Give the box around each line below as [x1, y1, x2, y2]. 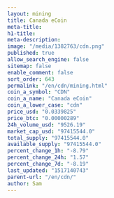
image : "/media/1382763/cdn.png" [7, 43, 105, 50]
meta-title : [7, 23, 42, 30]
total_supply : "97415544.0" [7, 134, 90, 141]
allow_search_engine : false [7, 56, 90, 63]
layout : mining [7, 10, 52, 18]
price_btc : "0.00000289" [7, 114, 80, 121]
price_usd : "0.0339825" [7, 108, 77, 115]
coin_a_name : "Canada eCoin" [7, 95, 92, 103]
